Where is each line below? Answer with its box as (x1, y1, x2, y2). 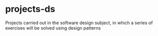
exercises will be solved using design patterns (5, 25, 101, 31)
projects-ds (5, 3, 55, 15)
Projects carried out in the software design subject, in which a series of (5, 20, 153, 26)
